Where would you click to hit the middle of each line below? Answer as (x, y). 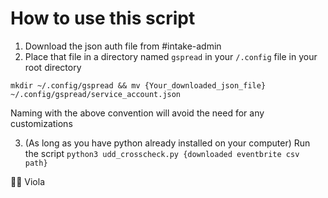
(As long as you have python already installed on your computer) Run (167, 143)
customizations (41, 123)
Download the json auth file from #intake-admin (123, 46)
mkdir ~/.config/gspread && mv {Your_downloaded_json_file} (138, 85)
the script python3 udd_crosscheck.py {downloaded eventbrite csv (162, 153)
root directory (53, 67)
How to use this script (103, 18)
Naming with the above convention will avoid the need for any (137, 113)
